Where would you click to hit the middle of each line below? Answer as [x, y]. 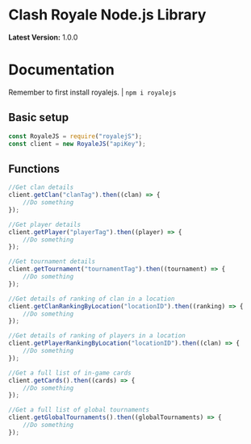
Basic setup [39, 117]
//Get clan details [41, 187]
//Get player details [45, 224]
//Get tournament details [52, 262]
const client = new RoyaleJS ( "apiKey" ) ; [77, 144]
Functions [34, 168]
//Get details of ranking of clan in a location [92, 299]
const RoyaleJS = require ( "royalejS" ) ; [75, 136]
